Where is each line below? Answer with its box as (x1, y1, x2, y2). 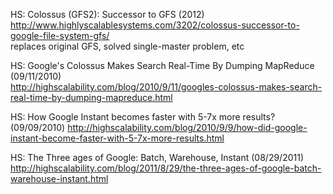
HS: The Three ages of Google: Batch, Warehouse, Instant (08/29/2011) (10, 152, 305, 163)
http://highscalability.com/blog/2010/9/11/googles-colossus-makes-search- (10, 81, 323, 93)
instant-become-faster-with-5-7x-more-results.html (10, 132, 225, 144)
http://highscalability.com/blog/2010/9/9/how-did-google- (67, 122, 308, 133)
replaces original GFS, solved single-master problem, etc (10, 40, 245, 52)
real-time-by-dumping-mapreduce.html (10, 92, 173, 103)
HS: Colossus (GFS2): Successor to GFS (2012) (10, 9, 205, 20)
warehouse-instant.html (10, 173, 109, 184)
